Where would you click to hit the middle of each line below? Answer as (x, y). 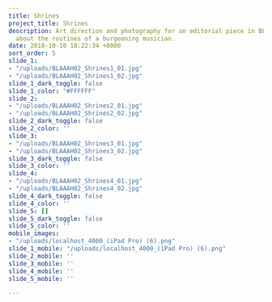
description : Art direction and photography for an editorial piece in (132, 31)
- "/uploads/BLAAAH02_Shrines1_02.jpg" (76, 76)
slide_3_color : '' (39, 166)
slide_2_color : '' (39, 128)
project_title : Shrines (49, 23)
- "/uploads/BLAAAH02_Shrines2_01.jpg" (76, 106)
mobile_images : (34, 234)
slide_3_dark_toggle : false (56, 158)
